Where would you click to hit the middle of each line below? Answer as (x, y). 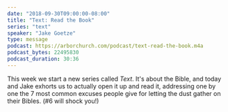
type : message (28, 40)
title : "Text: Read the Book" (51, 20)
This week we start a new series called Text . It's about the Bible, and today (114, 79)
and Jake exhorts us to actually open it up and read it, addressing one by (112, 86)
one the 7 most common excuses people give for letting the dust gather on (114, 93)
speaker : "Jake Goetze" (42, 33)
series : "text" (29, 26)
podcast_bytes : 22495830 (43, 53)
